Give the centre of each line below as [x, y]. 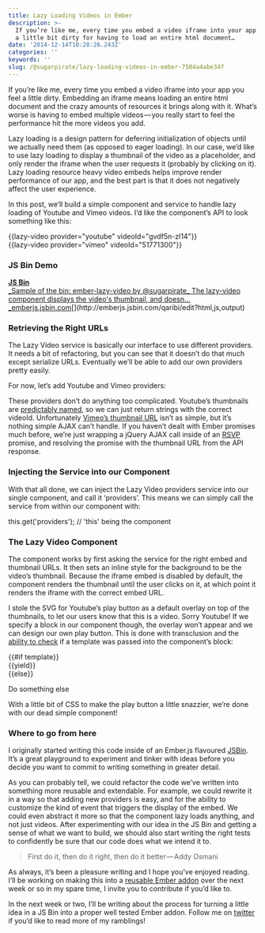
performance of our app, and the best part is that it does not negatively [124, 180]
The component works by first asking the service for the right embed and [128, 559]
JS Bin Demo [33, 265]
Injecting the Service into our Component [89, 472]
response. [25, 451]
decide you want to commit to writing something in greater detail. [115, 767]
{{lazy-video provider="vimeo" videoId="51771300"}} [95, 244]
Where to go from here [53, 733]
